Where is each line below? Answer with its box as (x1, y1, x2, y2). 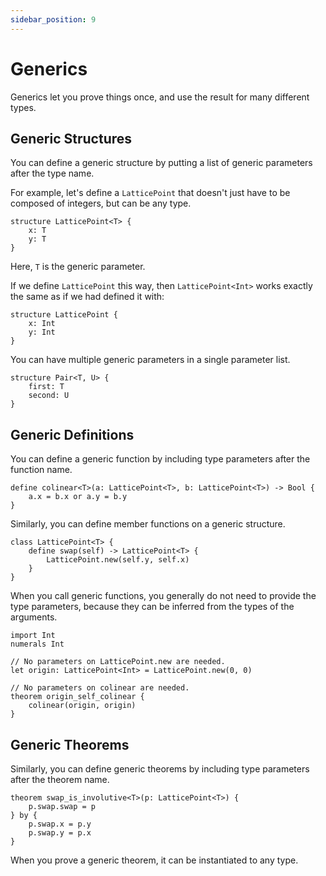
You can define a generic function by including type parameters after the (10, 453, 311, 465)
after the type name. (10, 167, 95, 180)
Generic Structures (10, 130, 133, 147)
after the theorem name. (10, 774, 110, 785)
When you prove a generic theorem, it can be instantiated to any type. (10, 854, 299, 866)
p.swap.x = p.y (28, 819, 92, 829)
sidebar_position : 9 (10, 14, 97, 25)
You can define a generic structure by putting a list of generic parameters (10, 157, 313, 169)
